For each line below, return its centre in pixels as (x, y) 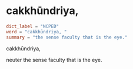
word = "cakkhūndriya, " (36, 32)
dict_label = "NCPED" (33, 26)
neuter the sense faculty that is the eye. (54, 60)
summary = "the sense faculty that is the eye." (67, 37)
